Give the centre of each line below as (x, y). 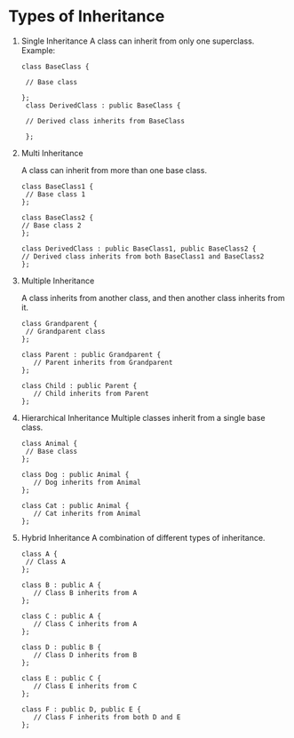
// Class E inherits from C (85, 686)
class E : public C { (61, 678)
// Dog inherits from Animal (87, 482)
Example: (38, 50)
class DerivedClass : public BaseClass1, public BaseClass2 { (139, 249)
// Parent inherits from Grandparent (103, 362)
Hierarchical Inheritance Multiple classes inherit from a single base (143, 417)
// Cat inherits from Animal (87, 513)
